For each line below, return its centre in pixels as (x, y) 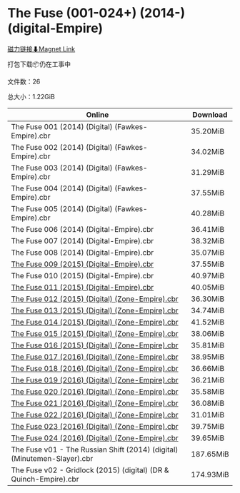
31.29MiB (208, 172)
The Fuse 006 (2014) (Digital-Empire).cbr (82, 229)
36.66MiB (208, 368)
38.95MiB (208, 357)
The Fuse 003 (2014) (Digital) (62, 168)
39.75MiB (208, 426)
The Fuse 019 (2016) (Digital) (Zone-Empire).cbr (95, 380)
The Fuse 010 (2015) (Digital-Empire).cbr (82, 275)
